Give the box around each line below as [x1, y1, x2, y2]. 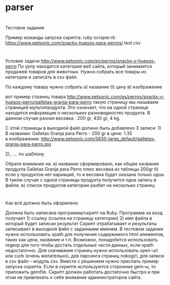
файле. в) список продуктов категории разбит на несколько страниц [5, 182, 155, 188]
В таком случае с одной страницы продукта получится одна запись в [5, 177, 156, 183]
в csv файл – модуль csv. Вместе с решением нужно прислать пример [5, 258, 159, 264]
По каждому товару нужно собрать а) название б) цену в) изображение [5, 84, 162, 90]
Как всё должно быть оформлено [5, 199, 79, 206]
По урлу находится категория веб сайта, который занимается [17, 63, 152, 69]
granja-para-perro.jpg [5, 141, 52, 147]
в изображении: [5, 136, 40, 142]
